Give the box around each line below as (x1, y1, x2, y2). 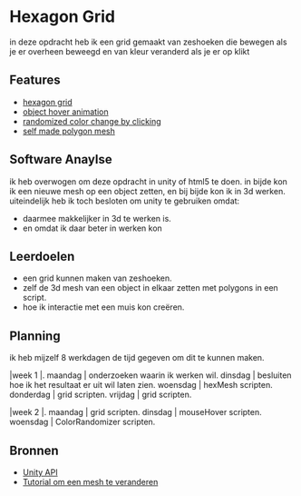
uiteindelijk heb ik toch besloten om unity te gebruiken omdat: (9, 195, 240, 206)
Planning (9, 328, 61, 343)
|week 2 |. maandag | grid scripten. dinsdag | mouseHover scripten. (9, 407, 263, 418)
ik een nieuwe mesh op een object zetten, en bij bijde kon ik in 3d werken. (9, 185, 286, 196)
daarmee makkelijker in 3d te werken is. (22, 213, 172, 223)
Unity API (22, 467, 58, 478)
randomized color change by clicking (22, 115, 161, 126)
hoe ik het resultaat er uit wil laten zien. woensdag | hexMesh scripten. (9, 380, 274, 391)
